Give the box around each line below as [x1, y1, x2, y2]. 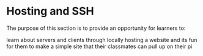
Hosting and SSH [6, 4, 94, 18]
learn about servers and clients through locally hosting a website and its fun [6, 36, 197, 43]
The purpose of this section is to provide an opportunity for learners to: [6, 24, 186, 32]
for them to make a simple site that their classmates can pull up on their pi [6, 43, 193, 50]
